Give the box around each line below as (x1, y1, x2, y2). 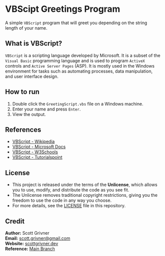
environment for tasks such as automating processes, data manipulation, (5, 68, 153, 74)
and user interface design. (5, 73, 59, 79)
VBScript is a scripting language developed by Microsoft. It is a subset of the (5, 52, 161, 58)
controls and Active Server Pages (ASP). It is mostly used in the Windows (5, 63, 155, 69)
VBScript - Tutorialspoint (12, 154, 63, 160)
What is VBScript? (5, 39, 63, 48)
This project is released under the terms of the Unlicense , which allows (12, 182, 158, 188)
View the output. (12, 111, 46, 117)
